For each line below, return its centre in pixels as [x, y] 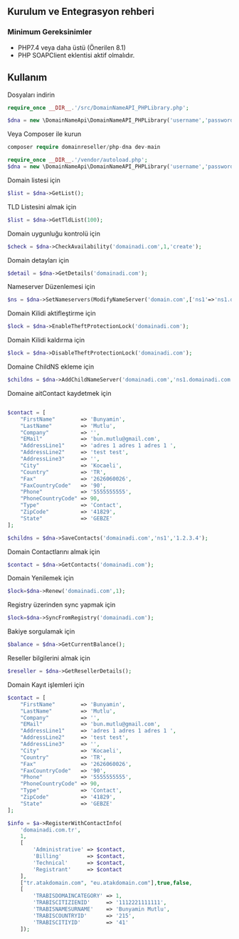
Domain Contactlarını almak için [54, 552]
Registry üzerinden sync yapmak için [62, 605]
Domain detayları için [38, 260]
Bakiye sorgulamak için [41, 631]
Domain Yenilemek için [41, 578]
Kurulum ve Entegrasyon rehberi [81, 12]
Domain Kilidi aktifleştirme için [52, 313]
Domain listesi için [34, 180]
